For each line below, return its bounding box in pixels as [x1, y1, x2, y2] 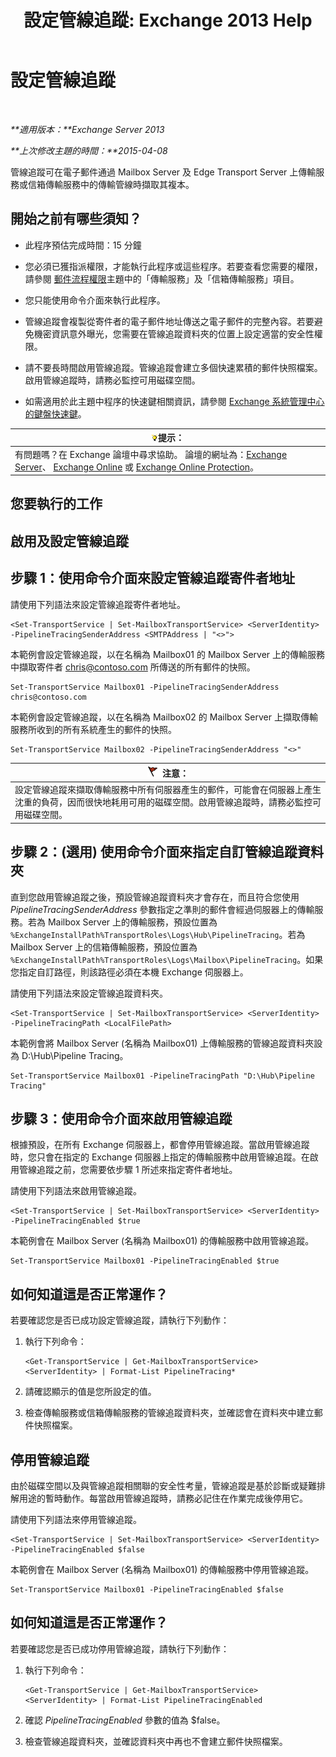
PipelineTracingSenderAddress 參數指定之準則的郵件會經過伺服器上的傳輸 [10, 903, 315, 915]
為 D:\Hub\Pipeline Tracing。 [10, 1049, 129, 1061]
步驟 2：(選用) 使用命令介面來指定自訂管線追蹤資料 [10, 844, 325, 861]
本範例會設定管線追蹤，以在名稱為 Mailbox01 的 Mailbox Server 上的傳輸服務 [10, 648, 326, 660]
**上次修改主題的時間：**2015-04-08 [10, 144, 168, 156]
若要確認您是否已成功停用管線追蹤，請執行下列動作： [10, 1642, 230, 1655]
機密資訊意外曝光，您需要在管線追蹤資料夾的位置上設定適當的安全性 [33, 327, 315, 340]
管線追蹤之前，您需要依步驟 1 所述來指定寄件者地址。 [18, 1164, 238, 1176]
